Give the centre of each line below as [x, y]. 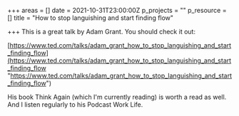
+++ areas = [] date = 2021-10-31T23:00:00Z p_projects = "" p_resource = [117, 10]
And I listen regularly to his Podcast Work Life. [75, 105]
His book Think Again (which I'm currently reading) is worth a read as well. [117, 97]
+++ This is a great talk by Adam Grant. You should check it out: [102, 32]
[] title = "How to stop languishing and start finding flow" [90, 18]
